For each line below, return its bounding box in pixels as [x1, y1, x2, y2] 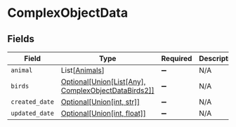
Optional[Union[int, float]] [60, 109, 146, 118]
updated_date [11, 109, 55, 117]
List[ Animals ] [60, 65, 105, 75]
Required [161, 54, 192, 63]
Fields [7, 33, 35, 45]
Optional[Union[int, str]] [60, 97, 140, 107]
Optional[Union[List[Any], [60, 77, 146, 86]
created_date [11, 98, 55, 106]
